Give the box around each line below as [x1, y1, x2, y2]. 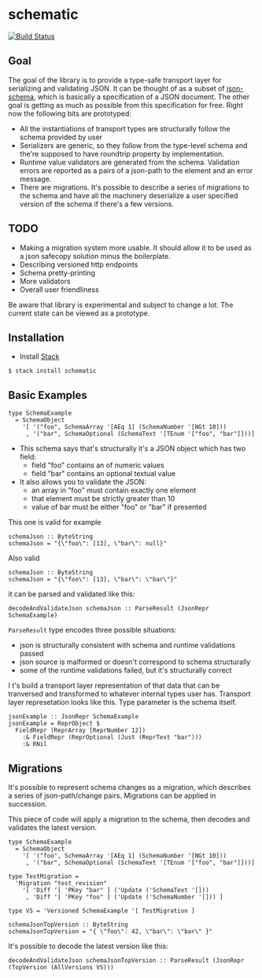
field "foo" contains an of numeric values [31, 460, 164, 470]
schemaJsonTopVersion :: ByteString [8, 921, 128, 928]
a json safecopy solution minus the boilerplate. [19, 251, 172, 260]
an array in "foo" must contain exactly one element [31, 485, 197, 495]
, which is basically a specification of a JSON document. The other [33, 92, 250, 101]
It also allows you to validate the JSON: [19, 478, 147, 487]
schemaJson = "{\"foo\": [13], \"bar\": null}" [8, 540, 168, 548]
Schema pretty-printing [19, 268, 96, 277]
